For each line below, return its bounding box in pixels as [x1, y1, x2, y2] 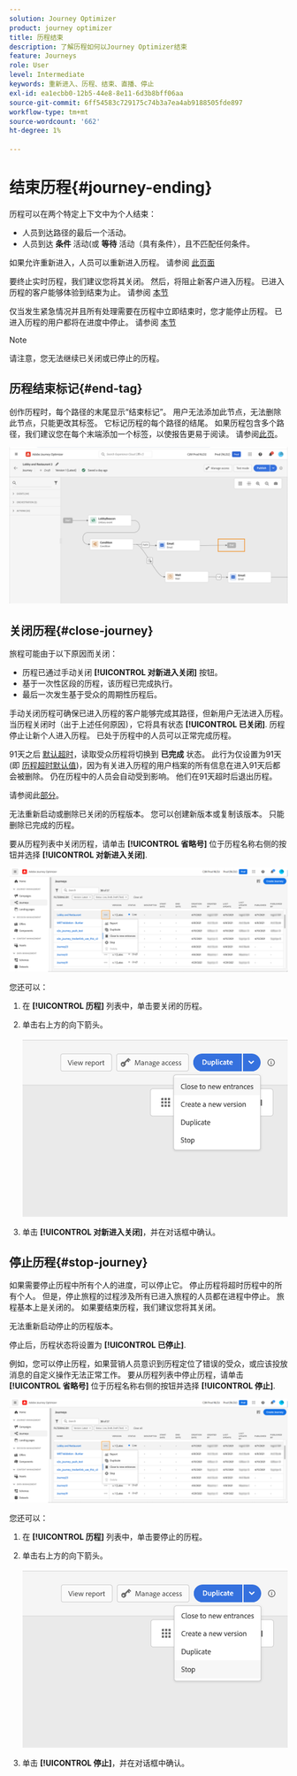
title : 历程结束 [9, 33, 64, 42]
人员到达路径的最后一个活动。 [21, 227, 131, 238]
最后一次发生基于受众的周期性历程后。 [21, 689, 162, 700]
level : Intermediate [9, 71, 86, 80]
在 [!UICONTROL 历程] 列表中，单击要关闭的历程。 [21, 1001, 208, 1011]
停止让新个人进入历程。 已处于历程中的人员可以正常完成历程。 [9, 730, 236, 741]
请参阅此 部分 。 [9, 790, 64, 801]
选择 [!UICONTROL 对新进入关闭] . [24, 850, 148, 860]
